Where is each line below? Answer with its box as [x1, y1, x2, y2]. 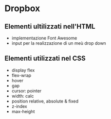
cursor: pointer [11, 88, 42, 94]
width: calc [11, 93, 34, 99]
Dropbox [4, 3, 40, 14]
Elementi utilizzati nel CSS [4, 54, 86, 63]
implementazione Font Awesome [11, 35, 77, 41]
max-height [11, 108, 35, 114]
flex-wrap [11, 72, 32, 78]
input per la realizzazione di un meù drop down [11, 40, 107, 46]
